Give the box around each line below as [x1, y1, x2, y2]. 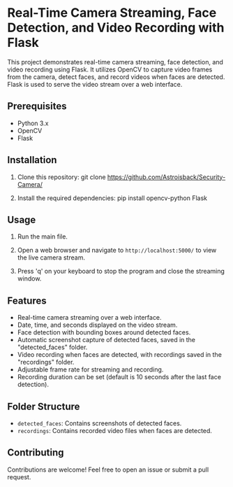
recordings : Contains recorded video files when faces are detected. [17, 427, 213, 435]
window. [17, 274, 42, 283]
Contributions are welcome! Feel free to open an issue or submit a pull [7, 465, 209, 474]
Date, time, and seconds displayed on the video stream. [17, 320, 178, 330]
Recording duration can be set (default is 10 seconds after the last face [17, 373, 222, 381]
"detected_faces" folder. [17, 343, 88, 351]
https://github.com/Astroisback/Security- [107, 173, 226, 181]
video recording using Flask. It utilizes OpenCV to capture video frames [7, 65, 213, 73]
